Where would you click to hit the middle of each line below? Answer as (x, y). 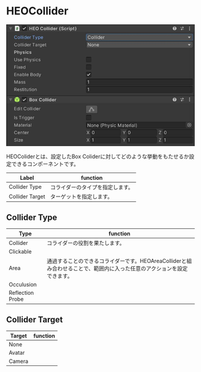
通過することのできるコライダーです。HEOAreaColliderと (117, 261)
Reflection (21, 293)
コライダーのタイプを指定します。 (92, 187)
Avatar (17, 353)
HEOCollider (37, 11)
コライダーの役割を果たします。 (86, 243)
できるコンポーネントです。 (45, 164)
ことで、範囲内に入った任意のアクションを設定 (130, 268)
